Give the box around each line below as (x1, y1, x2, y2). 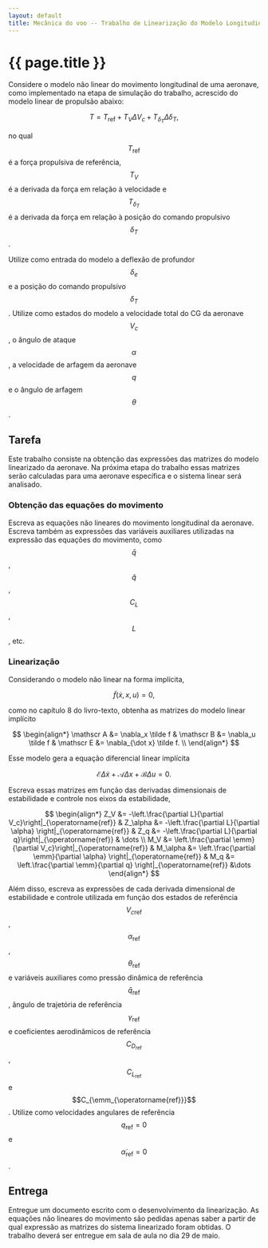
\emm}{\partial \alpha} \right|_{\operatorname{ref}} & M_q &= (33, 851, 235, 861)
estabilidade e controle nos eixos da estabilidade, (8, 793, 171, 803)
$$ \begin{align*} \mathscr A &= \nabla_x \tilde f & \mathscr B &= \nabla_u (11, 729, 257, 739)
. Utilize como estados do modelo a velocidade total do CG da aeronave (8, 308, 244, 318)
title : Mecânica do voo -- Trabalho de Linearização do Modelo (8, 19, 223, 27)
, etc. (8, 636, 26, 646)
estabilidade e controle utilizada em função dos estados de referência (8, 892, 238, 902)
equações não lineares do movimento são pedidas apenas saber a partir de (8, 1214, 257, 1223)
